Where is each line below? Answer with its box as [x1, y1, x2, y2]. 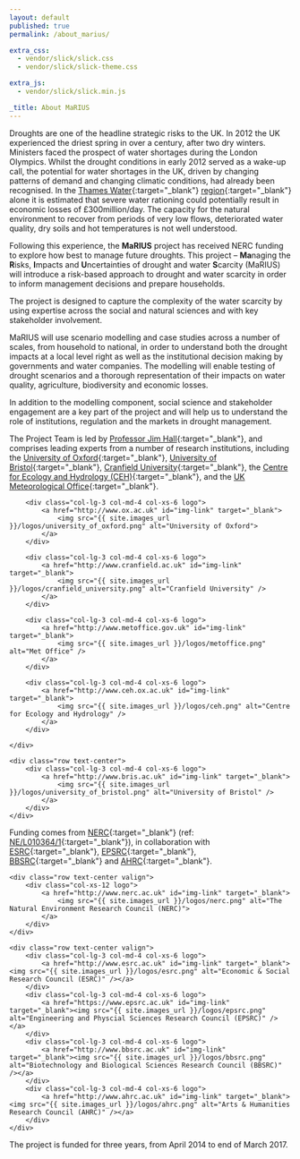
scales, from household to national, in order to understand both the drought [9, 341, 288, 352]
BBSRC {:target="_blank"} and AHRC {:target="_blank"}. [9, 856, 213, 866]
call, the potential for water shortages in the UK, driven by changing [9, 166, 260, 176]
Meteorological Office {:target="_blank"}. [9, 481, 159, 491]
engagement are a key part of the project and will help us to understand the [9, 406, 288, 417]
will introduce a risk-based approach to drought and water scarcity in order [9, 268, 287, 279]
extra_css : [9, 46, 50, 55]
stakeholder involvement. [9, 314, 103, 325]
